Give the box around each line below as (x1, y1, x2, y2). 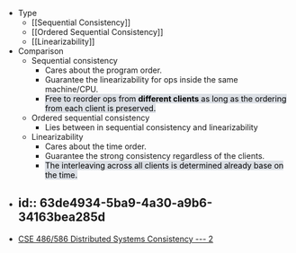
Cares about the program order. (44, 65, 163, 75)
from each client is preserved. (44, 103, 157, 113)
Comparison (17, 46, 65, 57)
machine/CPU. (44, 84, 99, 94)
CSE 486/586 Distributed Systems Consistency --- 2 (17, 233, 214, 244)
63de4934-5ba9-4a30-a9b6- (39, 196, 213, 211)
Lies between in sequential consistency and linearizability (44, 122, 258, 133)
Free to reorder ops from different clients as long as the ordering (44, 93, 287, 104)
